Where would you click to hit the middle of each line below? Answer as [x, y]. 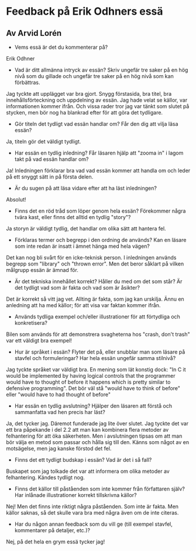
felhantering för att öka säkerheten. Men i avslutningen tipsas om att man [94, 436]
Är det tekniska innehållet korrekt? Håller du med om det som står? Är [98, 281]
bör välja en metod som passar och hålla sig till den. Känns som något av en [97, 442]
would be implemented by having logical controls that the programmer [91, 376]
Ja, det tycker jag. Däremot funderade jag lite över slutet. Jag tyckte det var [97, 424]
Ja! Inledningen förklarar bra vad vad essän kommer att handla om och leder [98, 170]
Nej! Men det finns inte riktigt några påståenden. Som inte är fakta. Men [92, 506]
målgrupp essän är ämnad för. [42, 270]
